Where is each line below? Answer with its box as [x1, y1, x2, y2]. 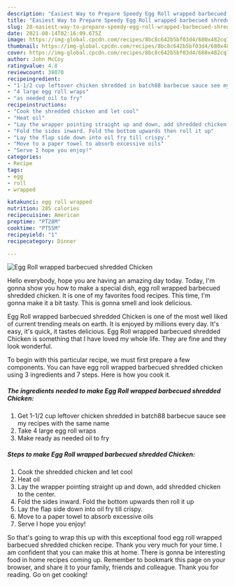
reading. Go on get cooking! [7, 571, 88, 579]
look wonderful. [7, 342, 52, 351]
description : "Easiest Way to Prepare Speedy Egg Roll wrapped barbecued [7, 10, 227, 18]
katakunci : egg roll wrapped [7, 199, 92, 206]
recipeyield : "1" [7, 231, 58, 238]
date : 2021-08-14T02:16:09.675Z [7, 29, 101, 37]
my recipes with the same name [17, 419, 110, 428]
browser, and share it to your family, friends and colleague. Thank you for [7, 563, 219, 571]
